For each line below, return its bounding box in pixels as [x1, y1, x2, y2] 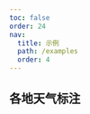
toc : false [9, 13, 50, 23]
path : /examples [17, 47, 78, 56]
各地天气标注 [9, 91, 81, 107]
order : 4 [17, 55, 50, 64]
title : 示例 [17, 38, 60, 48]
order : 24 [9, 22, 47, 31]
